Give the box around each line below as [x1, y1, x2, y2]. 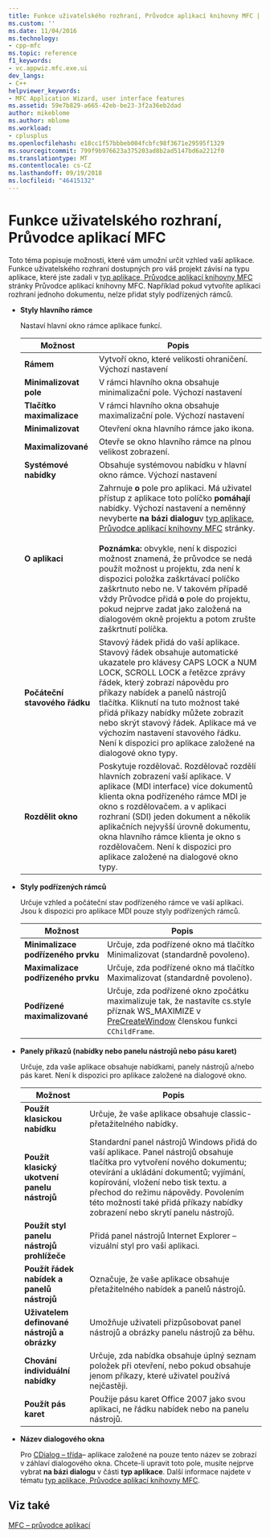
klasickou [23, 1113, 63, 1124]
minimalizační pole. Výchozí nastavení [99, 386, 243, 397]
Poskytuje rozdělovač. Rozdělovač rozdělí [99, 760, 256, 771]
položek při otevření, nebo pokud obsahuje [89, 1360, 252, 1371]
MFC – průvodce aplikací [8, 1520, 91, 1530]
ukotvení [23, 1171, 59, 1183]
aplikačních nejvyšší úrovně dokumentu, [99, 821, 251, 832]
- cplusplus [8, 131, 48, 139]
